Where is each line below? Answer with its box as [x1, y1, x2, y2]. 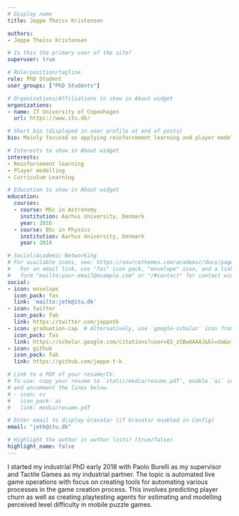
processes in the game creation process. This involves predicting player [7, 485, 218, 493]
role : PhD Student [7, 75, 62, 83]
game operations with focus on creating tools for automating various [7, 478, 208, 486]
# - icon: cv [7, 391, 46, 398]
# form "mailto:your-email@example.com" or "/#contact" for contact [7, 272, 221, 279]
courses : [14, 200, 40, 207]
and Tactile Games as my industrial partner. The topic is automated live [7, 470, 216, 478]
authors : [7, 30, 33, 37]
